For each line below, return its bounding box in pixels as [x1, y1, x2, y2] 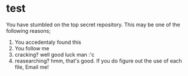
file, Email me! [14, 63, 49, 70]
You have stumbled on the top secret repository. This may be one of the [6, 21, 181, 28]
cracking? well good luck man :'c [14, 51, 95, 58]
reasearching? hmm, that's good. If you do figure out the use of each [14, 57, 183, 64]
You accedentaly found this [14, 39, 81, 46]
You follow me [14, 44, 50, 51]
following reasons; [6, 27, 51, 34]
